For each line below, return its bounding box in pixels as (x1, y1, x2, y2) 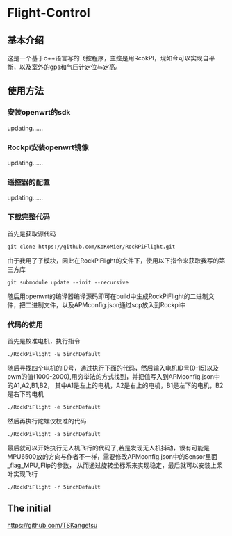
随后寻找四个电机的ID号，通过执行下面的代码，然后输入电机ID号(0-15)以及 (7, 364, 219, 372)
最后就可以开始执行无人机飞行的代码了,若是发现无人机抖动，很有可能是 (7, 444, 210, 452)
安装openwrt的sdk (7, 108, 71, 117)
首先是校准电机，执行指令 (7, 336, 81, 345)
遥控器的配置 (7, 177, 51, 187)
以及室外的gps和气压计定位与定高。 (19, 63, 122, 71)
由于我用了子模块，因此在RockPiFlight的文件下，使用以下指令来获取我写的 (7, 256, 219, 265)
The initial (7, 503, 51, 514)
